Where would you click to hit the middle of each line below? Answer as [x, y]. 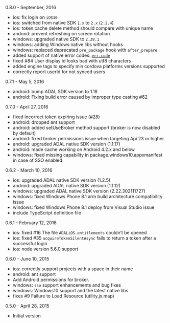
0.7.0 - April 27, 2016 [27, 107]
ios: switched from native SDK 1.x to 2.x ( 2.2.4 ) [63, 23]
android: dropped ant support [44, 122]
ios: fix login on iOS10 [35, 17]
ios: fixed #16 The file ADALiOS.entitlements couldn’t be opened [80, 233]
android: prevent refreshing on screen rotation [61, 34]
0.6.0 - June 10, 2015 [27, 259]
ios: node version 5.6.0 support [45, 249]
